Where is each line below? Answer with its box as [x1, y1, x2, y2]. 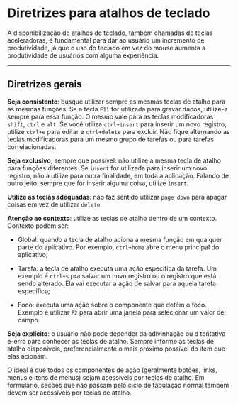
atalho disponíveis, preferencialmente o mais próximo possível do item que [7, 344, 225, 353]
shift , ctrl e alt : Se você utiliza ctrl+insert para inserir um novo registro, [7, 119, 227, 129]
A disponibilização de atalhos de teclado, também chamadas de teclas [7, 28, 213, 37]
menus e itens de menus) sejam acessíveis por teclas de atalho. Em [7, 373, 205, 381]
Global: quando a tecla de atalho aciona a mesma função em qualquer [17, 235, 222, 244]
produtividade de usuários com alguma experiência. [7, 51, 159, 60]
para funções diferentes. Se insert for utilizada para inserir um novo [7, 163, 208, 172]
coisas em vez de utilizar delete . [7, 200, 103, 209]
